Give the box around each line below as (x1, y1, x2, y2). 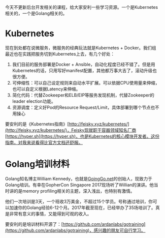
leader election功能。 (12, 98, 56, 104)
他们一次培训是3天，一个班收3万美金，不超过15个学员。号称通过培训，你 (5, 198, 153, 204)
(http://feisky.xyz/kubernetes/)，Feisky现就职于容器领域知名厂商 (5, 127, 136, 133)
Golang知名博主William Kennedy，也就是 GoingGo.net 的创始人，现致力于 (5, 176, 153, 181)
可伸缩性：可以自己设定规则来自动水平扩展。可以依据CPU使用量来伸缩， (12, 80, 160, 86)
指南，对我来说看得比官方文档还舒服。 (5, 139, 83, 145)
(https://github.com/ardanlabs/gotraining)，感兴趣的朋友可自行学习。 (5, 227, 146, 233)
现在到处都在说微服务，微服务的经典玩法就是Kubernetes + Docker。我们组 (5, 45, 157, 51)
